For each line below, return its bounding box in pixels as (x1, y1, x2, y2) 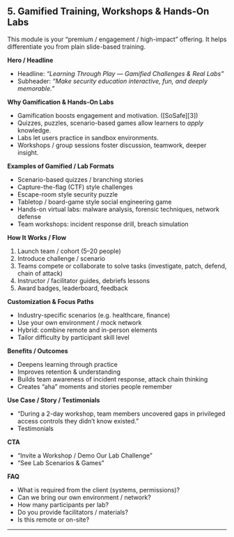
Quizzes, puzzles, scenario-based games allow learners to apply (17, 119, 204, 127)
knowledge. (17, 126, 52, 135)
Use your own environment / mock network (17, 318, 142, 326)
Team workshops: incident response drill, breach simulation (17, 220, 189, 228)
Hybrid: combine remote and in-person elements (17, 326, 158, 334)
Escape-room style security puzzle (17, 190, 118, 198)
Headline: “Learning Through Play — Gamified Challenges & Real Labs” (17, 69, 224, 77)
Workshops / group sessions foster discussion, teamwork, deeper (17, 141, 207, 149)
